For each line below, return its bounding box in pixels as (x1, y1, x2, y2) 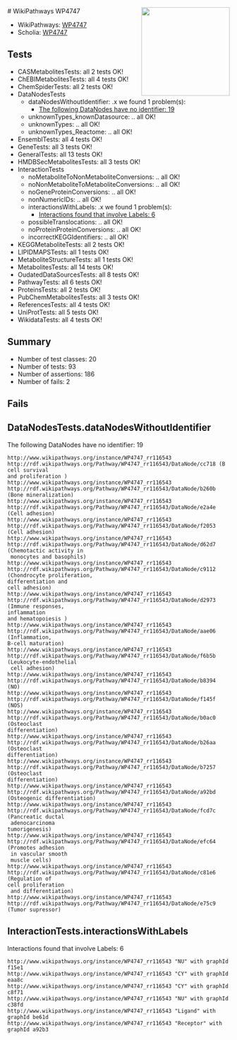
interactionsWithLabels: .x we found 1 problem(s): (28, 202, 172, 211)
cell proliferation (7, 881, 65, 889)
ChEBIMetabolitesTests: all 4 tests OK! (17, 74, 129, 83)
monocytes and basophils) (10, 553, 87, 560)
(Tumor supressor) (7, 906, 61, 913)
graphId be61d (7, 1013, 49, 1021)
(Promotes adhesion (7, 844, 65, 851)
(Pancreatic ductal (7, 813, 65, 820)
